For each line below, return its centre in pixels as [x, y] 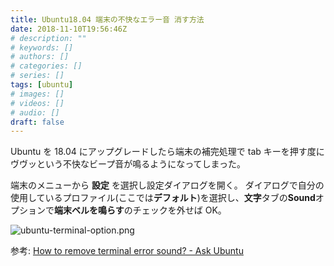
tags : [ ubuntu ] [42, 85]
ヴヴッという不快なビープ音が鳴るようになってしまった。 [128, 164]
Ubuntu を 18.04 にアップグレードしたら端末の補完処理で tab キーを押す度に [167, 152]
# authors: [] [40, 57]
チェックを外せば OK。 [179, 210]
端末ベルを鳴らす [89, 210]
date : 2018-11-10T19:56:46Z [69, 29]
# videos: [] [37, 103]
